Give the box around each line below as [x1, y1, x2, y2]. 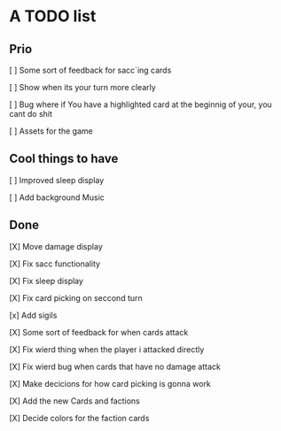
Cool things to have [9, 151, 119, 166]
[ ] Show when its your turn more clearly [9, 82, 157, 92]
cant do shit [9, 109, 53, 119]
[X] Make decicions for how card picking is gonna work [9, 378, 211, 389]
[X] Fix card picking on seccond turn [9, 292, 144, 303]
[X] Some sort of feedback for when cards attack [9, 327, 189, 337]
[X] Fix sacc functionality [9, 258, 100, 269]
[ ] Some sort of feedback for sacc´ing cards [9, 65, 172, 75]
